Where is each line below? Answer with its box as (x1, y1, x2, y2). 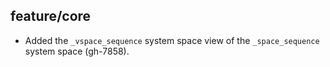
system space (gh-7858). (24, 45, 130, 57)
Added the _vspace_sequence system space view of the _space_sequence (24, 34, 320, 46)
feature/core (10, 8, 92, 25)
